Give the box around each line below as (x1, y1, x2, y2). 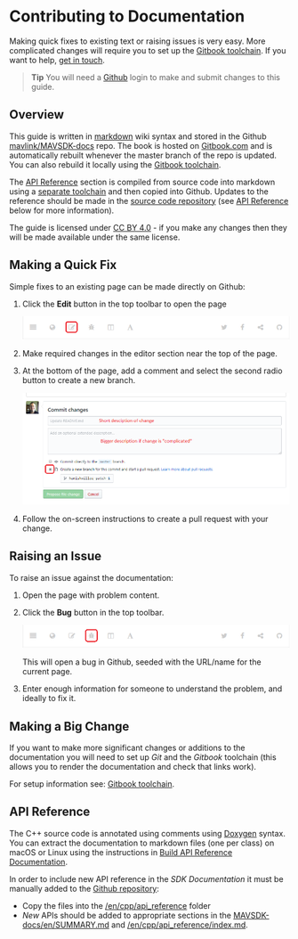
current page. (21, 666, 73, 677)
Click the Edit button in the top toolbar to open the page (21, 298, 227, 309)
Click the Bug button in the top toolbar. (21, 607, 165, 617)
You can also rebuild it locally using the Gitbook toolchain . (9, 159, 221, 170)
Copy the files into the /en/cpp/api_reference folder (21, 900, 211, 910)
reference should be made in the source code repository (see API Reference (9, 195, 289, 206)
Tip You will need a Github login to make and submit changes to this (30, 71, 280, 82)
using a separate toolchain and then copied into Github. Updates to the (9, 185, 269, 197)
